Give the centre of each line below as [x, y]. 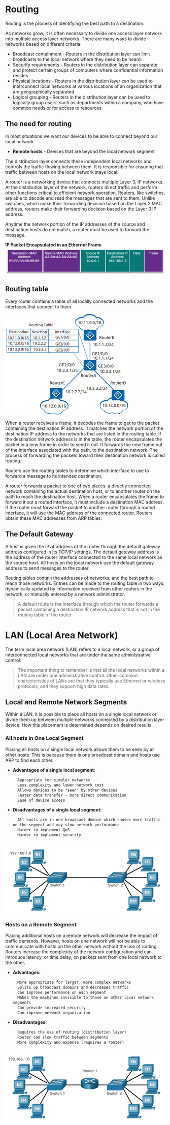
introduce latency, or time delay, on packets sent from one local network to [83, 957]
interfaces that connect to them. [39, 306]
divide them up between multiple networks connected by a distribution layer [85, 720]
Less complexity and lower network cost [61, 785]
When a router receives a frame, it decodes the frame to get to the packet [82, 423]
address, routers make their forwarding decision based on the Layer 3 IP [81, 209]
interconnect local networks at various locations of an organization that [87, 86]
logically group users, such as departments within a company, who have [88, 102]
